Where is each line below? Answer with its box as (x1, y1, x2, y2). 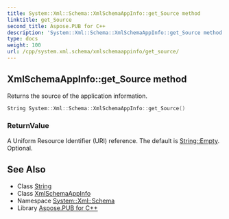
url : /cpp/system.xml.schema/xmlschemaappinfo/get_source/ (7, 49, 180, 55)
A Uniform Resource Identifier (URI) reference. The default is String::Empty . (7, 136, 220, 144)
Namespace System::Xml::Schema (16, 196, 115, 205)
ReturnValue (7, 121, 49, 131)
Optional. (7, 144, 33, 152)
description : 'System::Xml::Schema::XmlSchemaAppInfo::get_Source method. (7, 29, 226, 36)
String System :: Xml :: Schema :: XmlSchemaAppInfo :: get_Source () (7, 105, 186, 112)
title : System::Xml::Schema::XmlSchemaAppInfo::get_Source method (7, 10, 201, 17)
